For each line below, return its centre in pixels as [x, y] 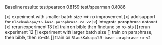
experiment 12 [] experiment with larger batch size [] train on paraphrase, [79, 32]
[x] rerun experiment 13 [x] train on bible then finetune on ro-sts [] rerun [78, 27]
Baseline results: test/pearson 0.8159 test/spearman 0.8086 [65, 7]
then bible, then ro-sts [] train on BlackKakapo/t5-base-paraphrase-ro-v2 [78, 37]
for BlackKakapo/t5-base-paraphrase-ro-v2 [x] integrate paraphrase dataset [81, 22]
